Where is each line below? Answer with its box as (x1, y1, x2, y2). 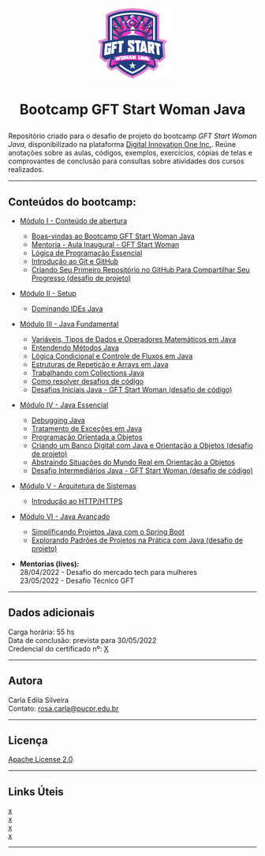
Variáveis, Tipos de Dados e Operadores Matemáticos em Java (31, 335, 237, 344)
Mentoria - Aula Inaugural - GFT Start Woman (31, 240, 180, 249)
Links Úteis (8, 785, 65, 798)
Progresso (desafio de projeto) (31, 273, 132, 283)
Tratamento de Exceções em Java (31, 424, 143, 433)
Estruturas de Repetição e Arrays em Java (31, 360, 169, 369)
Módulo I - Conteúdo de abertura (19, 216, 128, 225)
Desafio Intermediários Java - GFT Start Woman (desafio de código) (31, 466, 254, 475)
